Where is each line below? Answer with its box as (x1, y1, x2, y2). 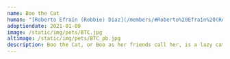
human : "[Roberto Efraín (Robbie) (7, 16, 106, 23)
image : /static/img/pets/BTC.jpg (7, 28, 103, 36)
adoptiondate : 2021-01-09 (7, 22, 81, 29)
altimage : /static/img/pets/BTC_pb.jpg (7, 35, 121, 42)
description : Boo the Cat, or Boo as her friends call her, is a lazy (7, 41, 213, 48)
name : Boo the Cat (7, 9, 60, 17)
